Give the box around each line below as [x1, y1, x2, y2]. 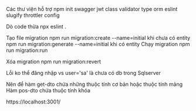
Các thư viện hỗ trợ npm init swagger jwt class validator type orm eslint [6, 6, 178, 12]
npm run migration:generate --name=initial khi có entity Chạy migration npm [6, 41, 190, 47]
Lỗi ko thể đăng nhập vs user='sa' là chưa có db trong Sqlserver [6, 70, 161, 76]
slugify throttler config [6, 12, 60, 19]
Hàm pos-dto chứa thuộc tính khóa [6, 87, 91, 93]
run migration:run [6, 47, 48, 54]
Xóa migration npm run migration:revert [6, 58, 101, 65]
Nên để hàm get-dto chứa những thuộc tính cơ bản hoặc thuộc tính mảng [6, 81, 183, 88]
